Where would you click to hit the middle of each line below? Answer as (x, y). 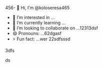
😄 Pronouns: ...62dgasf (37, 33)
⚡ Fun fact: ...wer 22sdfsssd (41, 39)
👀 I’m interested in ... (33, 17)
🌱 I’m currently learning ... (39, 23)
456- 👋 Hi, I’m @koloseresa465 (37, 8)
